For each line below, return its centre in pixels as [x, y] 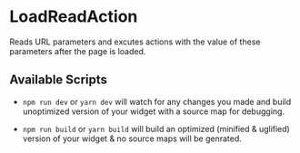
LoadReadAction [74, 17]
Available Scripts [58, 80]
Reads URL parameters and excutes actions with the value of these [135, 42]
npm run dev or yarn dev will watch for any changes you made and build [157, 101]
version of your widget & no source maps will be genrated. [132, 139]
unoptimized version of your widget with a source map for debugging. [153, 111]
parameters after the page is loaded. [78, 51]
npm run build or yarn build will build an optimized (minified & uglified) [156, 129]
